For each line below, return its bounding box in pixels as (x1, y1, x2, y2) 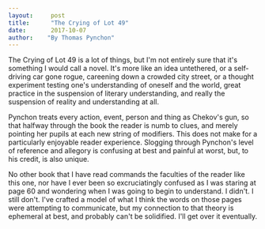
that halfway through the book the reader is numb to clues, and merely (8, 121, 239, 130)
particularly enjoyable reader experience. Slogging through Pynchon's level (8, 137, 255, 147)
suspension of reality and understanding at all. (8, 97, 160, 107)
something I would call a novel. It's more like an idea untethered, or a (8, 64, 233, 73)
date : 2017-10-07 (8, 26, 87, 34)
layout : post (8, 11, 66, 20)
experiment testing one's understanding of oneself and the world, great (8, 81, 241, 90)
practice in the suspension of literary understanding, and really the (8, 88, 225, 99)
